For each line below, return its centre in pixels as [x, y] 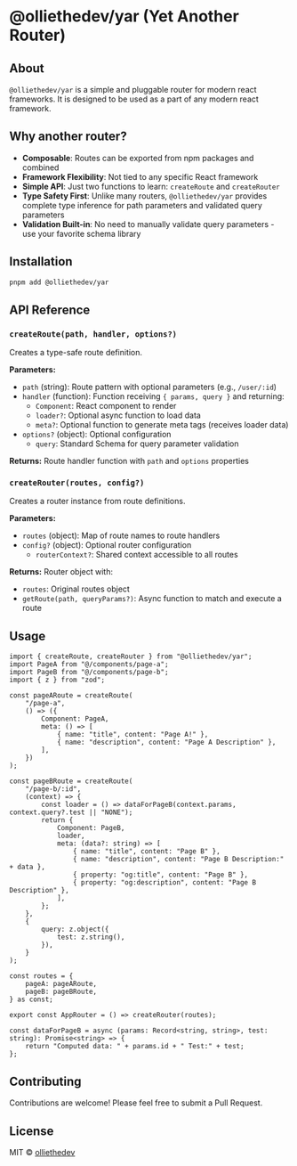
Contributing [45, 1081]
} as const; [31, 999]
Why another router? [68, 137]
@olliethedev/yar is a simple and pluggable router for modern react [133, 90]
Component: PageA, [75, 719]
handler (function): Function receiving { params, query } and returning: [153, 396]
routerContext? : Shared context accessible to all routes [136, 555]
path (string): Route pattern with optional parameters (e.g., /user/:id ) [149, 387]
